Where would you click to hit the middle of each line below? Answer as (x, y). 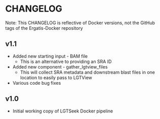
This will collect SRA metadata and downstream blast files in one (88, 72)
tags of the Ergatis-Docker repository (44, 28)
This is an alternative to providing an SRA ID (66, 62)
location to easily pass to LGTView (56, 77)
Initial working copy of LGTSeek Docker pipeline (63, 111)
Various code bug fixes (37, 83)
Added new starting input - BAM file (50, 56)
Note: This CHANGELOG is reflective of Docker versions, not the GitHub (80, 23)
